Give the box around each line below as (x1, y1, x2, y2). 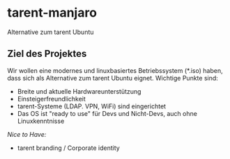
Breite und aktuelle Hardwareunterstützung (17, 87, 141, 95)
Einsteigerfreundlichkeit (17, 94, 86, 103)
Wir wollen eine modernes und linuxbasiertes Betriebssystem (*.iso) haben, (7, 66, 223, 74)
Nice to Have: (7, 130, 47, 138)
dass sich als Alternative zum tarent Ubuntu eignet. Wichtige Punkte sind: (7, 74, 218, 82)
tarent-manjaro (7, 5, 98, 21)
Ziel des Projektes (7, 48, 87, 60)
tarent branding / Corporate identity (17, 144, 120, 152)
